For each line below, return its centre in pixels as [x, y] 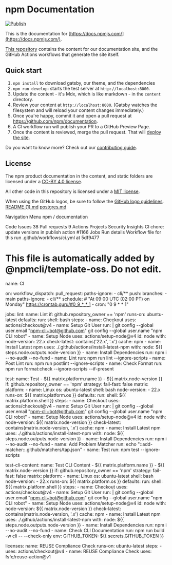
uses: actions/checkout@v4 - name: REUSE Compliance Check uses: [79, 551]
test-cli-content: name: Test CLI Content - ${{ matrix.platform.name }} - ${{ [85, 465]
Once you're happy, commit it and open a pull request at [72, 115]
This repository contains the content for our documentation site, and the [82, 49]
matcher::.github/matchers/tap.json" [44, 450]
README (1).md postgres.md [36, 207]
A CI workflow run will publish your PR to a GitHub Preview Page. [81, 126]
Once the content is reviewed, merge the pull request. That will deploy [87, 132]
